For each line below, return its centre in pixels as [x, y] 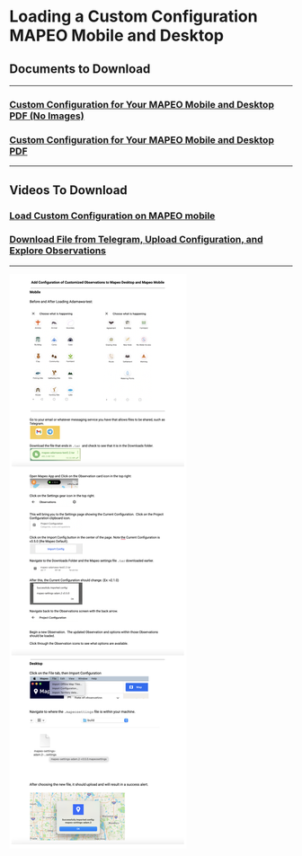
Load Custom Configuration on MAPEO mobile [112, 216]
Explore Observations [58, 251]
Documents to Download [80, 69]
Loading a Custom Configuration [133, 17]
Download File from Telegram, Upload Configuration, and [136, 240]
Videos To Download [68, 190]
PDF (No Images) [47, 116]
